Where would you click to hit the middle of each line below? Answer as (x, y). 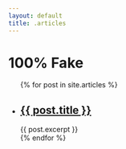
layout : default (35, 16)
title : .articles (37, 23)
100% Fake (46, 63)
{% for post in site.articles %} (69, 85)
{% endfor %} (43, 138)
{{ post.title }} (56, 110)
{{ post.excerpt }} (49, 130)
